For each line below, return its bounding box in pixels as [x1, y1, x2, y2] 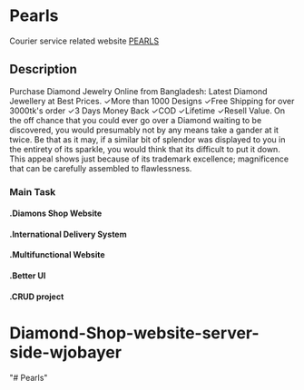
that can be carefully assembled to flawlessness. [9, 162, 192, 173]
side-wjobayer [9, 342, 123, 363]
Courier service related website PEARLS [9, 35, 160, 46]
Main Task [9, 185, 56, 198]
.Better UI [9, 270, 46, 281]
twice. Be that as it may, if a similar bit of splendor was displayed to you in [9, 133, 286, 145]
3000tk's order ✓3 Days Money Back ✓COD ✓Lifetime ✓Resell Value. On [9, 105, 286, 116]
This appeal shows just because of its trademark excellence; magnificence [9, 153, 289, 164]
